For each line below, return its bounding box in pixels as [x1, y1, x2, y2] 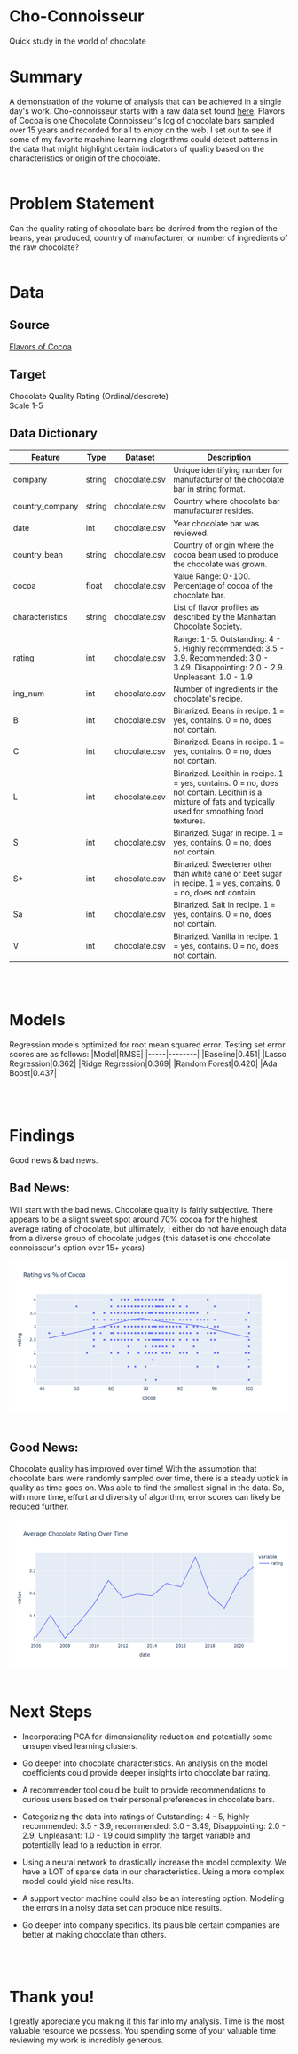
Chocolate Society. [172, 621, 243, 632]
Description [207, 452, 252, 462]
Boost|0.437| [9, 1068, 58, 1079]
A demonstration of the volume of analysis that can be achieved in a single [9, 96, 282, 107]
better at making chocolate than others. [21, 1929, 167, 1939]
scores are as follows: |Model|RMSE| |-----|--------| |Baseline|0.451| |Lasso [9, 1049, 286, 1060]
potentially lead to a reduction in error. [21, 1839, 162, 1850]
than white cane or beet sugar [172, 869, 283, 879]
